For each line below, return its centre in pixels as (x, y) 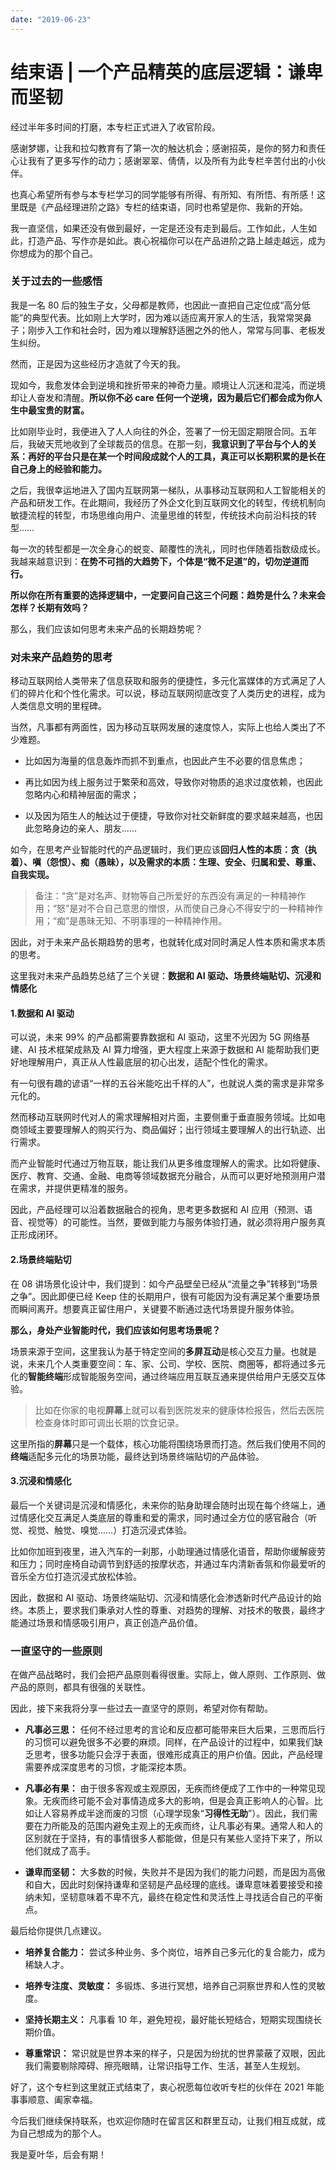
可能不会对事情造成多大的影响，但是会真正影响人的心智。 (196, 1801)
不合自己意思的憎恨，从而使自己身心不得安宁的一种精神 (200, 908)
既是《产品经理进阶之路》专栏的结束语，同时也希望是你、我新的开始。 (163, 207)
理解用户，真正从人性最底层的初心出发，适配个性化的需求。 (150, 1062)
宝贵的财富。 (63, 410)
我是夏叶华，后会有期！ (58, 2155)
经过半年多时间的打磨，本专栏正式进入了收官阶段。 (115, 127)
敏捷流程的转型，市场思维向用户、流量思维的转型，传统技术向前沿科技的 (159, 515)
